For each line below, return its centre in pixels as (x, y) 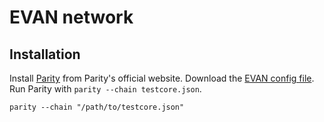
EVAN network (71, 17)
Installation (45, 54)
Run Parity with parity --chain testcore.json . (105, 89)
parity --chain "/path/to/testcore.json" (97, 107)
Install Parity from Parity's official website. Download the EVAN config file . (162, 78)
